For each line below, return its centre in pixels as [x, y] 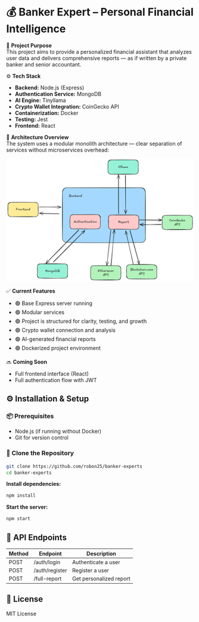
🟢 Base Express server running [54, 303]
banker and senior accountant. [44, 64]
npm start [18, 519]
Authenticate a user [96, 562]
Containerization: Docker [46, 113]
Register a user [91, 570]
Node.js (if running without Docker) [58, 432]
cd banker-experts [29, 473]
